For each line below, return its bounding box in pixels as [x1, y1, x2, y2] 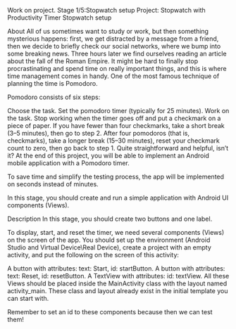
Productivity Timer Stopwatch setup [7, 13, 112, 22]
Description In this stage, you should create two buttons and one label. [7, 214, 213, 223]
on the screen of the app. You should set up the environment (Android [7, 236, 211, 244]
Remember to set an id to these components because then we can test [7, 308, 213, 316]
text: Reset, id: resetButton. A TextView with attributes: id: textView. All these [7, 272, 230, 280]
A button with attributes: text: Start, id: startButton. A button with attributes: [7, 264, 225, 273]
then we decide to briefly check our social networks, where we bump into [7, 42, 221, 50]
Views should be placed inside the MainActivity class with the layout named [7, 279, 228, 288]
